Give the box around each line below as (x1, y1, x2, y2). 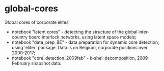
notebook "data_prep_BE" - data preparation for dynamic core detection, (11, 39, 159, 45)
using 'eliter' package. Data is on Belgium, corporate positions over (11, 44, 148, 50)
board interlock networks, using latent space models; (28, 34, 137, 40)
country (11, 34, 28, 40)
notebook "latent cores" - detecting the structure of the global (11, 29, 138, 35)
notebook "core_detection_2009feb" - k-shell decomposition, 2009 (11, 55, 148, 61)
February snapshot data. (11, 60, 62, 66)
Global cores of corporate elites (4, 19, 69, 25)
